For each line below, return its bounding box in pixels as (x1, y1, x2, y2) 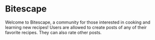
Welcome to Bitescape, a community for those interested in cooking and (5, 19, 151, 25)
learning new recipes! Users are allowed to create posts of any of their (5, 24, 147, 30)
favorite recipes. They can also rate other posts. (5, 29, 102, 35)
